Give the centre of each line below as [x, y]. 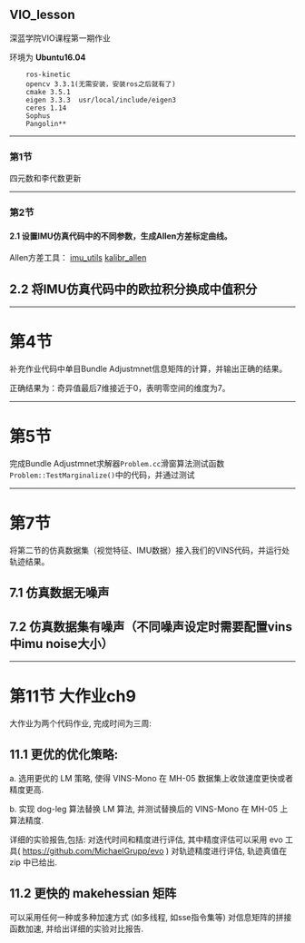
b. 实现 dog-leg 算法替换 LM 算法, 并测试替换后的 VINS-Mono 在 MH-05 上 [149, 809]
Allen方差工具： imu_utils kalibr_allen [78, 258]
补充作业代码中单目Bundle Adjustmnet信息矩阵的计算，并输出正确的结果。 [148, 368]
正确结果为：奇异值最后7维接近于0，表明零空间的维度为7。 [120, 388]
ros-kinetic [48, 74]
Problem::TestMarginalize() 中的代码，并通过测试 [102, 475]
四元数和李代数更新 [45, 178]
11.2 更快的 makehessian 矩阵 [93, 894]
